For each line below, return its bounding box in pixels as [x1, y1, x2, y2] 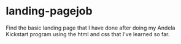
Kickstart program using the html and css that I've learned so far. [6, 30, 170, 37]
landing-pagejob [6, 4, 93, 18]
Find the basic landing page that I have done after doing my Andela [6, 24, 175, 31]
